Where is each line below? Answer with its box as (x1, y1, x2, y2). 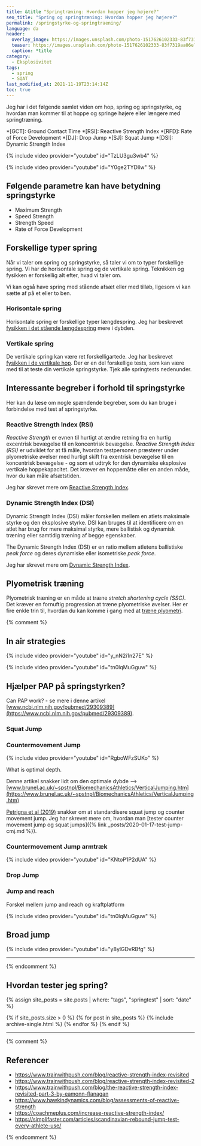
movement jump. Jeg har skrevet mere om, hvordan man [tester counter (6, 815, 184, 822)
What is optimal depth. (6, 766, 62, 774)
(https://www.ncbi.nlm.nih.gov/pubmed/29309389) (6, 709, 133, 717)
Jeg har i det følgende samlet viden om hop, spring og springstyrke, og (6, 103, 182, 110)
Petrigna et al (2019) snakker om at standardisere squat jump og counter (6, 808, 185, 816)
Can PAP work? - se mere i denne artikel (6, 697, 106, 704)
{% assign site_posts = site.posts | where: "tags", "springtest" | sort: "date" (6, 996, 191, 1003)
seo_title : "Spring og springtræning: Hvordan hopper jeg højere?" (6, 14, 178, 20)
